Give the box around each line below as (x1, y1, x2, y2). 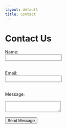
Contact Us (5, 33, 52, 44)
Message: (5, 91, 25, 97)
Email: (5, 70, 18, 76)
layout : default (5, 7, 38, 12)
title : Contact (5, 12, 36, 17)
